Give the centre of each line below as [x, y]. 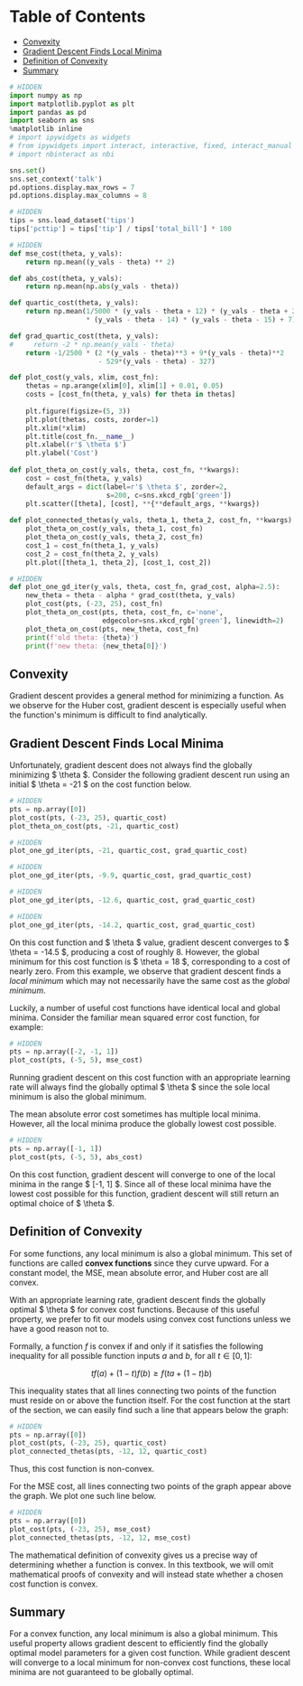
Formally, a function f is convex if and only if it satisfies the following [137, 1346]
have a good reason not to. [60, 1328]
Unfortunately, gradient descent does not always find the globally [131, 765]
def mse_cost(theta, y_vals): [66, 253]
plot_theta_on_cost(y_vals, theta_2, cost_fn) [115, 538]
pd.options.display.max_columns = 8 [78, 196]
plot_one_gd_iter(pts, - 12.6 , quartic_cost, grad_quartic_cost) [133, 900]
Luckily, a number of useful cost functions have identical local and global [145, 1007]
